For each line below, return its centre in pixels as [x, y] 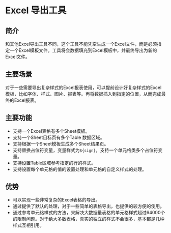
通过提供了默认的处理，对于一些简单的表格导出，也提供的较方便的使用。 [88, 206]
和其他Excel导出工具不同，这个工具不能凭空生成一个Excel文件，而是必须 [81, 44]
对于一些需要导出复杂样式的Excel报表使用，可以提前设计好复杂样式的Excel [83, 88]
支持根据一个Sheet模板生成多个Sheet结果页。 [61, 143]
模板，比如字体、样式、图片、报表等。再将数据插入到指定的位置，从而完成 [83, 94]
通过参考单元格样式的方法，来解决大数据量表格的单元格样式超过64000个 [89, 213]
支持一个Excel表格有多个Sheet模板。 [51, 131]
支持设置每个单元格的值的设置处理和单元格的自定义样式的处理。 [79, 169]
